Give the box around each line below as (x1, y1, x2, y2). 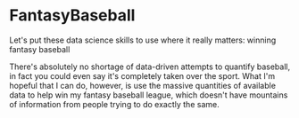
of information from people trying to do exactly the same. (9, 98, 220, 109)
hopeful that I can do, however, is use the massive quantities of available (9, 80, 277, 90)
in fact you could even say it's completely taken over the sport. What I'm (9, 70, 275, 81)
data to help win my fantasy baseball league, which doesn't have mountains (9, 90, 288, 100)
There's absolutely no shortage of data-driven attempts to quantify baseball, (9, 61, 291, 72)
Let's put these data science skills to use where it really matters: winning (9, 35, 277, 45)
